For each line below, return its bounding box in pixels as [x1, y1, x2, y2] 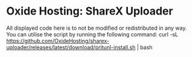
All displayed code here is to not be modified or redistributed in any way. [6, 24, 187, 32]
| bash [136, 44, 153, 51]
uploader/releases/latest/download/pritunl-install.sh [6, 44, 136, 51]
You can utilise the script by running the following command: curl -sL [6, 30, 179, 38]
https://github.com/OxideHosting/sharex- [6, 37, 110, 44]
